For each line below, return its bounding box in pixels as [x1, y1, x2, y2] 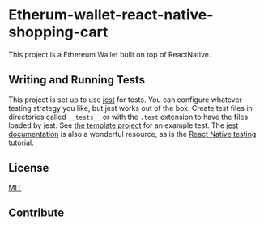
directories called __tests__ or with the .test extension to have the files [8, 112, 249, 121]
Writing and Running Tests [8, 73, 146, 87]
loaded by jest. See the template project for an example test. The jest [8, 120, 239, 130]
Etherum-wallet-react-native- [8, 6, 214, 24]
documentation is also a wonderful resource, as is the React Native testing [8, 129, 257, 138]
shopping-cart [8, 23, 109, 41]
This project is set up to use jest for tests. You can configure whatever [8, 95, 243, 104]
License [8, 161, 49, 175]
